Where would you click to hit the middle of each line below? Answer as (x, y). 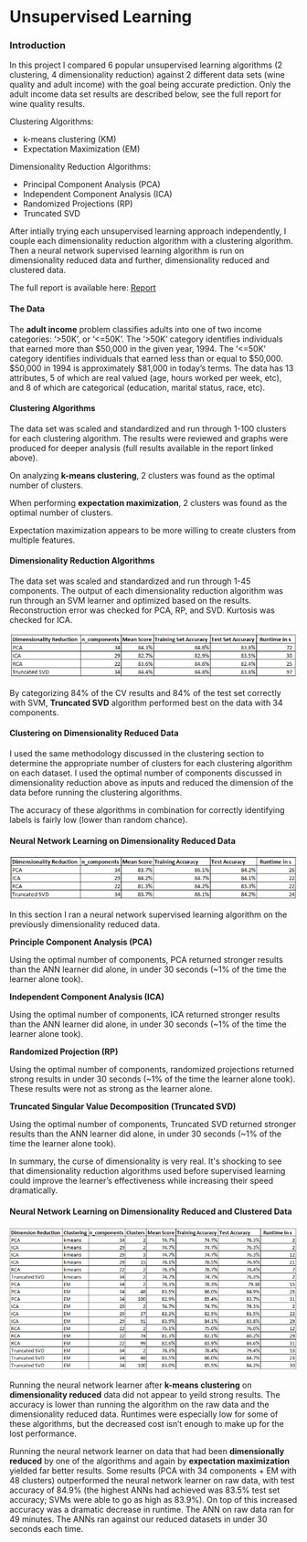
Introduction (37, 46)
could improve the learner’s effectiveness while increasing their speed (142, 1181)
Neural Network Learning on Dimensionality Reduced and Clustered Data (151, 1211)
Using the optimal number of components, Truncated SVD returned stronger (153, 1125)
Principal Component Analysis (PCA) (92, 185)
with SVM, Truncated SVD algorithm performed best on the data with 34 (146, 702)
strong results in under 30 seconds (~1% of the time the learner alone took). (153, 1079)
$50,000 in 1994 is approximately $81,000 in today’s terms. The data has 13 (152, 368)
